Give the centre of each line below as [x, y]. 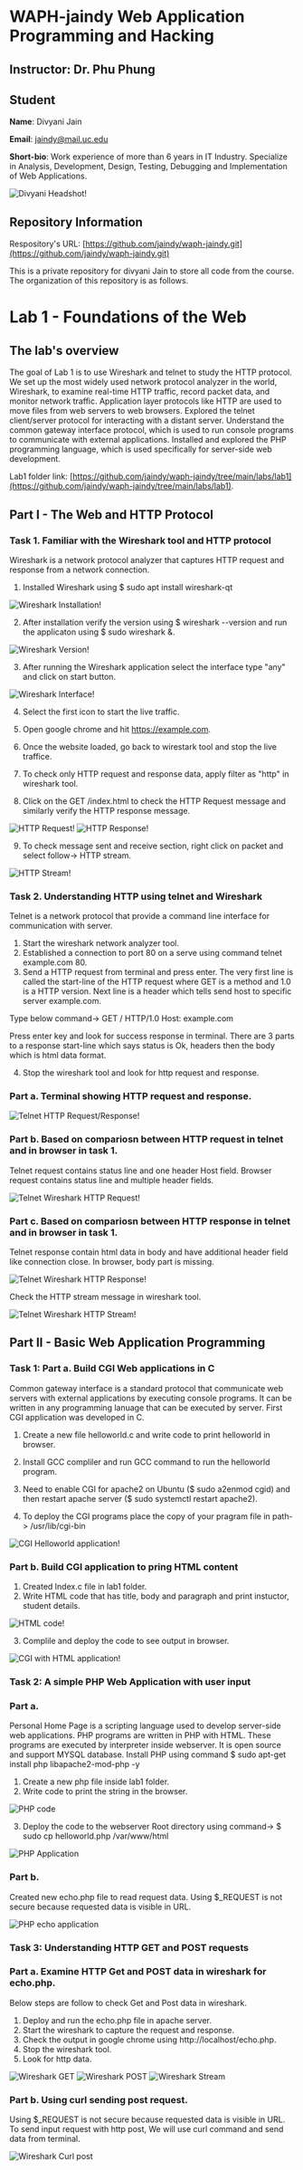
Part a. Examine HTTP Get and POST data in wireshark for [138, 1972]
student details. [52, 1606]
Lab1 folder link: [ [41, 476]
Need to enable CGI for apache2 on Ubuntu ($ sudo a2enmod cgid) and [156, 1489]
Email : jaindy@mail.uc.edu [59, 139]
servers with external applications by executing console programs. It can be [151, 1398]
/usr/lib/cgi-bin [58, 1525]
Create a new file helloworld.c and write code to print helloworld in [147, 1434]
